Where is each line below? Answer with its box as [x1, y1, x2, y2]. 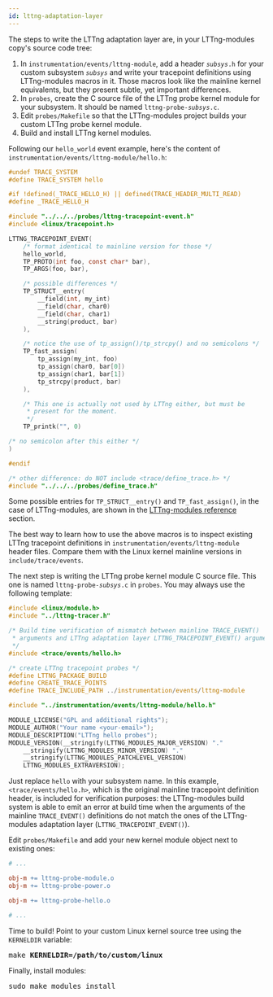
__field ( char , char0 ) [37, 302, 111, 310]
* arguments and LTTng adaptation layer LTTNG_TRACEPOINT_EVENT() [11, 634, 242, 642]
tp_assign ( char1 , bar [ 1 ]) [37, 370, 126, 378]
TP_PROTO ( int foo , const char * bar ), [23, 257, 151, 265]
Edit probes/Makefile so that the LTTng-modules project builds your [19, 111, 247, 120]
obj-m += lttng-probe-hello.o [8, 896, 111, 904]
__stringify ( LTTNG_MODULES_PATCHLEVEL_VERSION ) [23, 754, 187, 762]
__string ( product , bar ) [37, 317, 118, 326]
